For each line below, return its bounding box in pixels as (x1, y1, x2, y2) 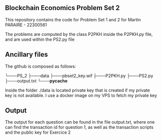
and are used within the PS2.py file (5, 36, 75, 42)
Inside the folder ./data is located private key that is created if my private (5, 87, 150, 93)
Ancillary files (5, 50, 49, 59)
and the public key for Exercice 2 (5, 129, 71, 135)
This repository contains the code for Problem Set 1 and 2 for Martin (5, 16, 141, 22)
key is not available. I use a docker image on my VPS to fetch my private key (5, 92, 158, 98)
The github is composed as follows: (5, 63, 76, 69)
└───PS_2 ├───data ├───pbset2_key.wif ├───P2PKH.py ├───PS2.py (5, 73, 154, 78)
